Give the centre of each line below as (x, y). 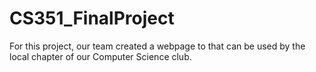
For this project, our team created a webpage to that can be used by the (157, 46)
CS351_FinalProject (92, 18)
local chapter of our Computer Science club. (100, 56)
